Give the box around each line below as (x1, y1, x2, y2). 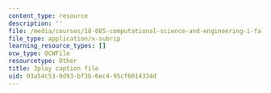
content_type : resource (8, 11, 89, 20)
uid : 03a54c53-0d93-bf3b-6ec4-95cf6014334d (8, 72, 157, 80)
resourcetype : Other (8, 57, 78, 66)
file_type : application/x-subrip (8, 34, 121, 43)
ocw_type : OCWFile (8, 49, 70, 57)
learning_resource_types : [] (8, 42, 106, 50)
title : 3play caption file (8, 65, 99, 73)
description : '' (8, 19, 63, 27)
